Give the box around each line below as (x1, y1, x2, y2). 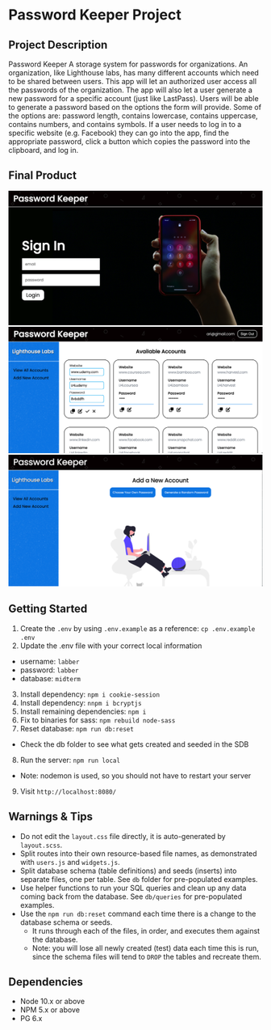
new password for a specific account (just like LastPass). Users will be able (8, 94, 260, 103)
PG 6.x (19, 1014, 43, 1024)
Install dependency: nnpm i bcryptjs (19, 697, 143, 707)
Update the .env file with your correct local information (19, 641, 202, 651)
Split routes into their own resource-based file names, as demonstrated (19, 848, 257, 858)
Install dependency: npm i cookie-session (19, 689, 160, 699)
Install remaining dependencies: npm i (19, 706, 147, 716)
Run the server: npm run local (19, 755, 121, 765)
